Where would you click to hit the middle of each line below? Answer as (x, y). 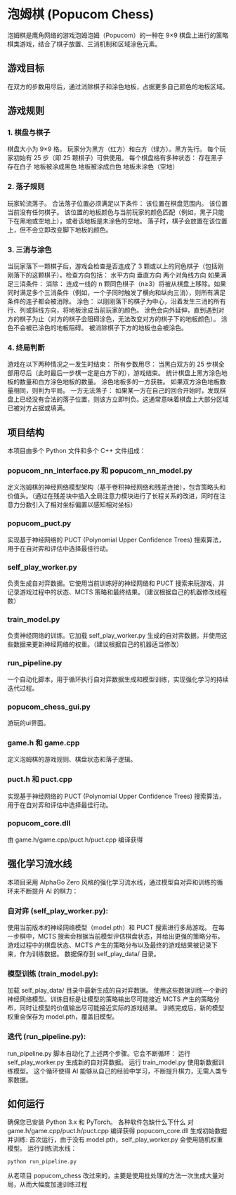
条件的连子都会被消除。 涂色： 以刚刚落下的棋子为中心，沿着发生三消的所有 (117, 301)
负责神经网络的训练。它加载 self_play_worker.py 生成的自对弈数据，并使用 (114, 636)
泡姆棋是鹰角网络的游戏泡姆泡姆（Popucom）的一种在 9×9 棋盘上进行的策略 (118, 35)
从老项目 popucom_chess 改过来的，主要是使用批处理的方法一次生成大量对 (116, 1176)
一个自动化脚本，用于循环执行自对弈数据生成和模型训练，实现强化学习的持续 (118, 679)
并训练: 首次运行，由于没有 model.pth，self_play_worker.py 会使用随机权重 (115, 1140)
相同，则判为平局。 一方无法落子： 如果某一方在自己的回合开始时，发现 (116, 391)
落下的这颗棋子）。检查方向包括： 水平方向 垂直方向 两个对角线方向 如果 (117, 275)
